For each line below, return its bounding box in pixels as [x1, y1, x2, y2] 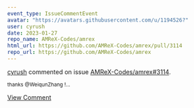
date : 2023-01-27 [7, 29, 58, 37]
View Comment [7, 93, 52, 101]
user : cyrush [7, 23, 45, 30]
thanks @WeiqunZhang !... [7, 81, 71, 88]
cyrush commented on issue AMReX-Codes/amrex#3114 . [7, 67, 171, 76]
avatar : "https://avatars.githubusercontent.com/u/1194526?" [7, 17, 189, 24]
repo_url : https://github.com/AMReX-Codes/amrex [7, 49, 151, 56]
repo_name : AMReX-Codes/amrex [7, 36, 96, 43]
